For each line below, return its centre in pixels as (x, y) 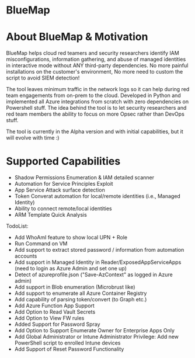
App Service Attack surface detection (60, 190)
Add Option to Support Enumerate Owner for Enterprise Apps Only (95, 331)
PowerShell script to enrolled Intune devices (67, 343)
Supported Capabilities (63, 161)
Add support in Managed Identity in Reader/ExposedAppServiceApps (98, 262)
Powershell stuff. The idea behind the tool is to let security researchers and (96, 108)
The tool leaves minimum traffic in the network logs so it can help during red (98, 89)
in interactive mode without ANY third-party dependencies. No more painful (97, 65)
